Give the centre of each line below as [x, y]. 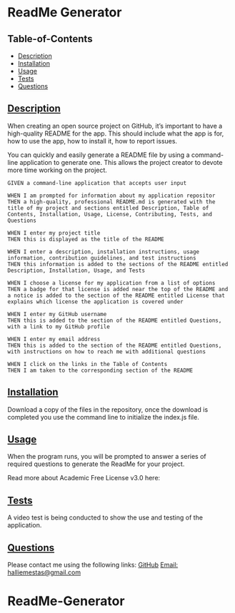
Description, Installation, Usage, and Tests [76, 270]
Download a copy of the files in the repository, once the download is [108, 409]
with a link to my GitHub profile [59, 326]
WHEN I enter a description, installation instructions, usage [104, 252]
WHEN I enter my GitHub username [57, 314]
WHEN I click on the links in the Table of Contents [87, 364]
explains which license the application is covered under [95, 302]
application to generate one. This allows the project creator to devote [121, 162]
